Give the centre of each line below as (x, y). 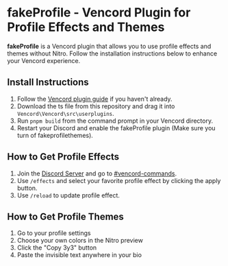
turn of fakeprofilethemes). (55, 135)
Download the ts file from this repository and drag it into (96, 106)
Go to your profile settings (54, 233)
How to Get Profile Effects (63, 157)
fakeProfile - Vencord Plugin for (99, 13)
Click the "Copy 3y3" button (57, 247)
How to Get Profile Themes (66, 216)
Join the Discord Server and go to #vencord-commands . (97, 173)
